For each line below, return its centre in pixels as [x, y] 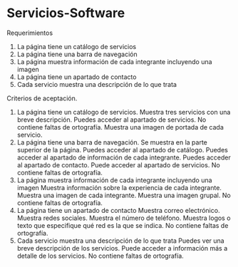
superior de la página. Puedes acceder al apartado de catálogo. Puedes [123, 150]
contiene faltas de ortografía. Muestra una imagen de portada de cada [120, 127]
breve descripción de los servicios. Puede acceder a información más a [122, 248]
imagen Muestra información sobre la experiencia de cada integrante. [119, 187]
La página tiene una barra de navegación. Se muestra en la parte [112, 142]
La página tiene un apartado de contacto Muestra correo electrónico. [118, 210]
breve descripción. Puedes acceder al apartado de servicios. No [112, 120]
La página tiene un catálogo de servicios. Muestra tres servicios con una [124, 112]
